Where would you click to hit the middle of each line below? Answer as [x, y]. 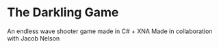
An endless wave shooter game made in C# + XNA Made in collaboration [110, 31]
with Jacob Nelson [34, 38]
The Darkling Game [63, 13]
